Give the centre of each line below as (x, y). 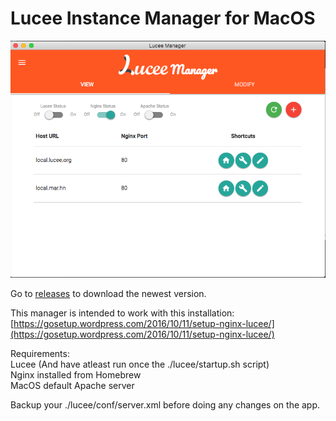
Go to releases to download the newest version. (108, 294)
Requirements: (40, 354)
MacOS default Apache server (72, 386)
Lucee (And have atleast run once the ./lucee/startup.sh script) (140, 364)
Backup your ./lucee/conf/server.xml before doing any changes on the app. (165, 405)
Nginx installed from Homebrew (76, 375)
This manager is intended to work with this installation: (122, 313)
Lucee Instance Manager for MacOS (163, 18)
